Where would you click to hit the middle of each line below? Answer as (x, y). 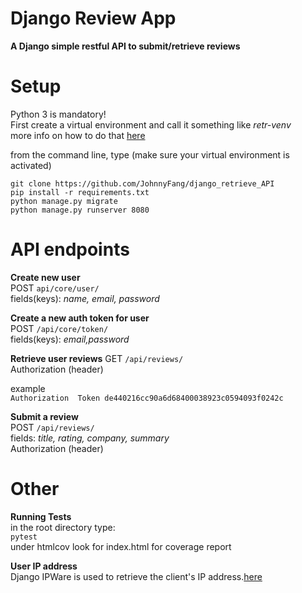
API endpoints (70, 249)
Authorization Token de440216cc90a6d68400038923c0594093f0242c (147, 398)
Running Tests (41, 516)
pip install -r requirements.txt (80, 192)
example (28, 388)
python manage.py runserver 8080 (80, 210)
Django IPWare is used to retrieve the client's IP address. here (136, 576)
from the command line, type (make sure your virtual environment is (150, 154)
